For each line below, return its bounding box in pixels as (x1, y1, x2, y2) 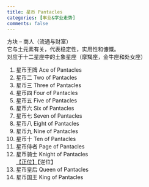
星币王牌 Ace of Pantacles (15, 66, 82, 74)
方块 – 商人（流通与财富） (7, 38, 72, 45)
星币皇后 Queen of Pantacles (15, 166, 89, 174)
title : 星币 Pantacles (7, 9, 63, 15)
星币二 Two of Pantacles (15, 74, 78, 82)
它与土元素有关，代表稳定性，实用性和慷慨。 (7, 45, 120, 53)
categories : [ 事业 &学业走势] (7, 15, 76, 21)
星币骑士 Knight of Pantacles (15, 151, 89, 158)
